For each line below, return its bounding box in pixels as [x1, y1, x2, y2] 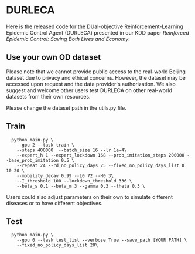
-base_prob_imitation [6, 157, 59, 163]
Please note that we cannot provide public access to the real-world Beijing [6, 68, 186, 75]
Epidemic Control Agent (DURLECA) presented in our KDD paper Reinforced [6, 29, 189, 36]
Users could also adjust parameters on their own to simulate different [6, 193, 173, 200]
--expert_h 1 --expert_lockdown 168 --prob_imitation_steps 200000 [16, 152, 184, 158]
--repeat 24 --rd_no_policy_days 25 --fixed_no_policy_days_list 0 [16, 162, 184, 168]
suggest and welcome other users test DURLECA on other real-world [6, 86, 173, 94]
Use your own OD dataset [6, 52, 101, 62]
